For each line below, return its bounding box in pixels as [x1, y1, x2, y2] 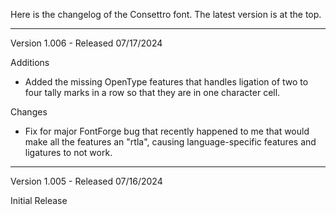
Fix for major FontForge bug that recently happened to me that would [24, 125, 310, 137]
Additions [10, 57, 50, 68]
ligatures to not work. [24, 147, 113, 158]
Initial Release [10, 195, 68, 206]
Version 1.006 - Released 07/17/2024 [10, 37, 163, 49]
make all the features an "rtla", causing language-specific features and [24, 136, 317, 148]
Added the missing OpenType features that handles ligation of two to [24, 76, 309, 88]
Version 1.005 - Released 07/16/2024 [10, 175, 163, 187]
